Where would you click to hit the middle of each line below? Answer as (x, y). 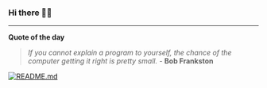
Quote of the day (37, 37)
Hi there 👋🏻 (30, 13)
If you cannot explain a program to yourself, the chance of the (130, 53)
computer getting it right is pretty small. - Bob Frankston (120, 61)
